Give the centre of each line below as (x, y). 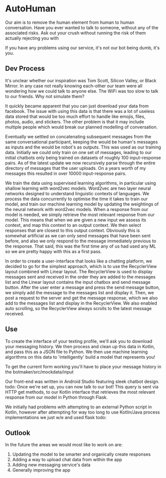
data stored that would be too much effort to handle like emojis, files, (75, 116)
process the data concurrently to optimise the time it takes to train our (76, 199)
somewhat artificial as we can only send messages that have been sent (78, 235)
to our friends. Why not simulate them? (45, 96)
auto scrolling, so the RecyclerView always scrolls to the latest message (79, 308)
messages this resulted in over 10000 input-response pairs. (66, 173)
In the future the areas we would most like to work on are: (64, 445)
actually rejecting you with (32, 38)
